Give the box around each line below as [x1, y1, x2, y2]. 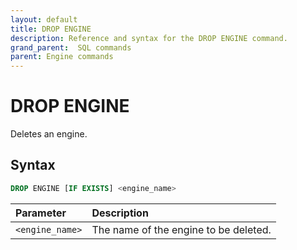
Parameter [15, 206, 67, 220]
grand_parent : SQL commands [10, 42, 132, 53]
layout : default [10, 14, 78, 25]
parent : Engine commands [10, 52, 114, 62]
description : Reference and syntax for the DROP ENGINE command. [10, 33, 288, 43]
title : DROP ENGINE [10, 24, 92, 34]
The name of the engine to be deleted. [91, 222, 272, 236]
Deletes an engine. [10, 128, 88, 140]
